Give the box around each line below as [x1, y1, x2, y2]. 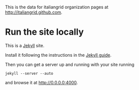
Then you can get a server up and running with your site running [5, 61, 135, 67]
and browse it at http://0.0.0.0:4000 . [5, 79, 78, 85]
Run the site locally [5, 26, 84, 38]
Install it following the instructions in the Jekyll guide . [5, 52, 112, 58]
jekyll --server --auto [5, 71, 54, 76]
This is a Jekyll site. [5, 43, 45, 48]
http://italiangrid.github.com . [5, 9, 62, 15]
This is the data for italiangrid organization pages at [5, 4, 109, 10]
